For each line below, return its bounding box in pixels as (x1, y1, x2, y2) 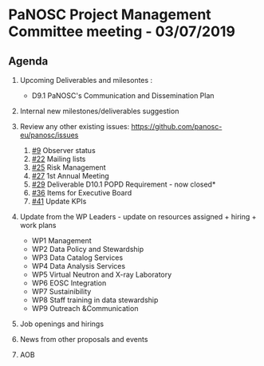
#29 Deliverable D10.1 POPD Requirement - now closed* (31, 179, 216, 189)
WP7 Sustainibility (31, 287, 92, 296)
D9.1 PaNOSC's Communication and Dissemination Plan (31, 91, 215, 100)
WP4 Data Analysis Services (31, 262, 126, 270)
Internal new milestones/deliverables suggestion (19, 106, 179, 116)
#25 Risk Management (31, 163, 106, 172)
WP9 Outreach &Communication (31, 304, 139, 313)
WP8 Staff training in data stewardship (31, 295, 159, 305)
